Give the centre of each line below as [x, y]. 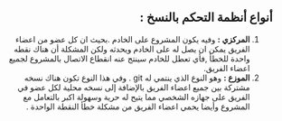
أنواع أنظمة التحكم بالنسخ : [206, 18]
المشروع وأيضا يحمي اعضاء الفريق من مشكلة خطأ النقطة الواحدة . [138, 107]
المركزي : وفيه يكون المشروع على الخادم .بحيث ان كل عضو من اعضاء [132, 39]
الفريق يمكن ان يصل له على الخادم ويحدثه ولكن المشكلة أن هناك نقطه [132, 49]
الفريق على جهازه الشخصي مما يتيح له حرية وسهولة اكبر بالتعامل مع [136, 97]
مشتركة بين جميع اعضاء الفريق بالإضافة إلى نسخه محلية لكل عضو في [134, 87]
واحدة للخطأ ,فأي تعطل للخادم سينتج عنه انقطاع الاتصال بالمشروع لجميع [129, 58]
